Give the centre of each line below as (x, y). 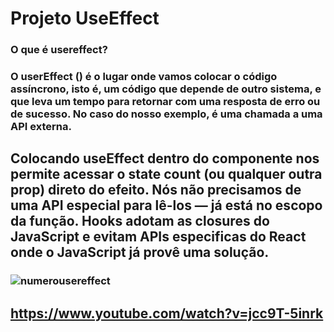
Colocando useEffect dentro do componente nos (165, 158)
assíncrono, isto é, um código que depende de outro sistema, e (166, 89)
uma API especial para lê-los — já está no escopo (166, 205)
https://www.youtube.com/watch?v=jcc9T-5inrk (167, 313)
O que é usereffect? (59, 50)
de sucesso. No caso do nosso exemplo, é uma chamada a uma (166, 114)
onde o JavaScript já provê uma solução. (140, 252)
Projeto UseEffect (85, 18)
